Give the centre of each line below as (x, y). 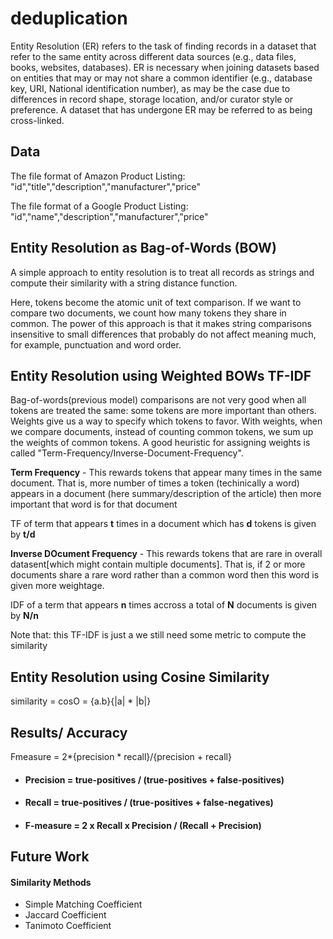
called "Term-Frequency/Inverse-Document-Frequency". (127, 453)
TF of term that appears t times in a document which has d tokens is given (163, 524)
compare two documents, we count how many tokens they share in (148, 313)
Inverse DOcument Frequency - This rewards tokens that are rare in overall (166, 554)
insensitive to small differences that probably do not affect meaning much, (163, 334)
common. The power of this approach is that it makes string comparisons (161, 323)
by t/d (23, 534)
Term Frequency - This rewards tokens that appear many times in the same (166, 473)
